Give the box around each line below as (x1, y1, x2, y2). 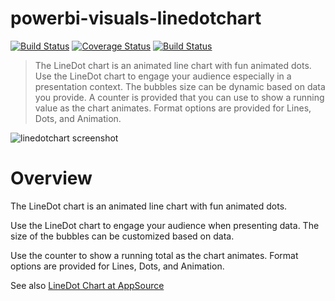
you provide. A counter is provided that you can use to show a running (34, 91, 325, 103)
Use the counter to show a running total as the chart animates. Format (10, 249, 299, 261)
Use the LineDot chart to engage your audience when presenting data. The (10, 219, 320, 231)
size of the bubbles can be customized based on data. (10, 230, 235, 242)
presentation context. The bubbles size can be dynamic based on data (34, 80, 326, 92)
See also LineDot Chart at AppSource (10, 279, 165, 291)
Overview (10, 167, 93, 190)
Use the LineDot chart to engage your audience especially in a (34, 70, 292, 82)
